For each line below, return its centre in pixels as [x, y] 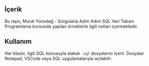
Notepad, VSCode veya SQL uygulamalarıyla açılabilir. [58, 58]
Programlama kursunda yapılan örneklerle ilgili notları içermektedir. [71, 26]
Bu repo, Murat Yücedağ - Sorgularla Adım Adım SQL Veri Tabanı [69, 21]
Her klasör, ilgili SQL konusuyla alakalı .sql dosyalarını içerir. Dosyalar [74, 53]
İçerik [13, 9]
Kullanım [18, 41]
